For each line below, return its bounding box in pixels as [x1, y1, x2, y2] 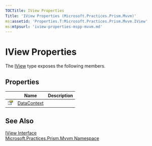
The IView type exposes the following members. [5, 63, 106, 69]
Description [47, 92, 73, 98]
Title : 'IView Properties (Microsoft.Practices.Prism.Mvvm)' [5, 13, 137, 19]
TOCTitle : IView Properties [5, 8, 65, 13]
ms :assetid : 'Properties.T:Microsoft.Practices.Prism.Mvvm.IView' [5, 19, 148, 24]
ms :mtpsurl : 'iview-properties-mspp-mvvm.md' [5, 24, 103, 29]
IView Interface [5, 130, 37, 136]
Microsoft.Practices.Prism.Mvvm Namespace [5, 135, 99, 141]
